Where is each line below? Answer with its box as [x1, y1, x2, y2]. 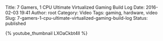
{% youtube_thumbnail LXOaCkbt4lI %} [5, 30, 88, 36]
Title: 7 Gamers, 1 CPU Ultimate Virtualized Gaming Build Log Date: [5, 5, 145, 10]
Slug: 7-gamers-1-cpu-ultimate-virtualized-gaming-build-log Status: [5, 15, 148, 21]
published [5, 20, 26, 26]
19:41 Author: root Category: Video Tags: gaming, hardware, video [19, 10, 158, 16]
